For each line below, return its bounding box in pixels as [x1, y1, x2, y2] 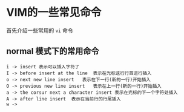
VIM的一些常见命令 [6, 5, 102, 19]
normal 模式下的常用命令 [6, 46, 99, 56]
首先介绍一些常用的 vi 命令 [6, 27, 74, 34]
